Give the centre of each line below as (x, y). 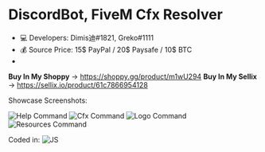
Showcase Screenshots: (48, 100)
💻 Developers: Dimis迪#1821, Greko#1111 (87, 37)
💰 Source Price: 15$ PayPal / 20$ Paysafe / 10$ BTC (106, 49)
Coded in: (24, 139)
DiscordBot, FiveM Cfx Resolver (115, 15)
